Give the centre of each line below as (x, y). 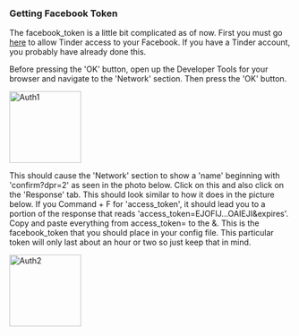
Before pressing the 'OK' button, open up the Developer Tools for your (139, 69)
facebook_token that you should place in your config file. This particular (142, 233)
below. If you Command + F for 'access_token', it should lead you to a (137, 204)
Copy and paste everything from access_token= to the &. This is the (134, 223)
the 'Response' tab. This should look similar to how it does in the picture (142, 194)
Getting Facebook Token (64, 13)
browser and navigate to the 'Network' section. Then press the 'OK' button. (148, 79)
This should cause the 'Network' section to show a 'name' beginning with (145, 176)
